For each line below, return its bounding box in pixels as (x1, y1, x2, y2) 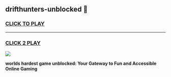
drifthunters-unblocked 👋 (5, 5, 88, 14)
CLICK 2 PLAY (5, 39, 41, 46)
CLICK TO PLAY (5, 20, 45, 27)
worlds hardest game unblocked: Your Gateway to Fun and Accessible (5, 60, 157, 66)
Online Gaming (5, 65, 38, 71)
